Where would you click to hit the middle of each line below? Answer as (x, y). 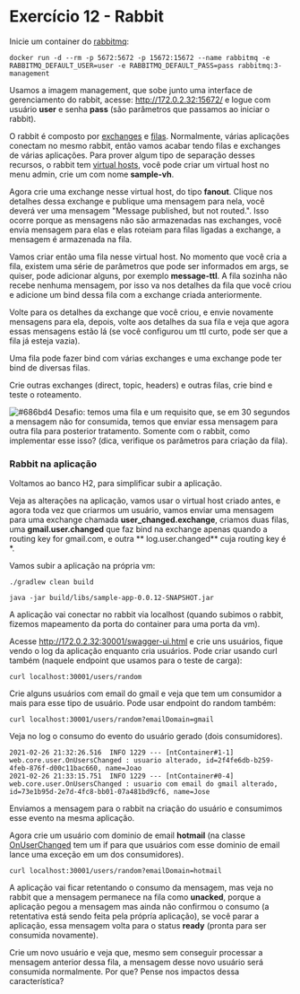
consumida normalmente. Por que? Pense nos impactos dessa (124, 972)
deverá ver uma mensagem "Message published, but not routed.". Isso (139, 210)
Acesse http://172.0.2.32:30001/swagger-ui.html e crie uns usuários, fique (146, 641)
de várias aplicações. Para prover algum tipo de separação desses (132, 155)
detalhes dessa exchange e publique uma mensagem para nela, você (137, 201)
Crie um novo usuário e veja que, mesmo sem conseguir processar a (136, 953)
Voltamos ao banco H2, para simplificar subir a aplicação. (116, 484)
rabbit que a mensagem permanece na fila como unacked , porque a (135, 897)
